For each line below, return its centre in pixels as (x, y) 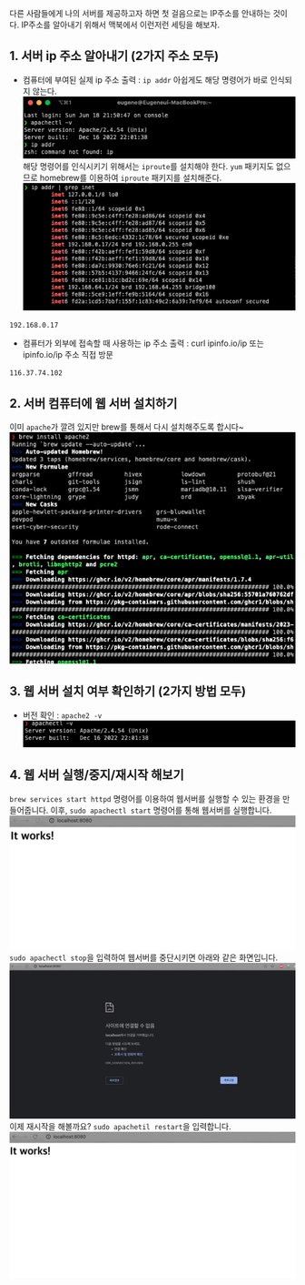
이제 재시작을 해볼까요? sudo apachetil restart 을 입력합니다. (120, 1126)
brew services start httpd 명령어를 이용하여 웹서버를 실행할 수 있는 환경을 (145, 798)
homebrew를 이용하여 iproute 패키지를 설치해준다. (131, 177)
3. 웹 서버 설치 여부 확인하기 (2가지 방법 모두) (128, 691)
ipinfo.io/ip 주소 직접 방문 (68, 355)
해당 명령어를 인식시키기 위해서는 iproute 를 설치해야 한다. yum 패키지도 (148, 166)
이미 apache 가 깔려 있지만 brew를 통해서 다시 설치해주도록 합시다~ (127, 427)
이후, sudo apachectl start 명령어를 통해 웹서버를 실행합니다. (161, 810)
